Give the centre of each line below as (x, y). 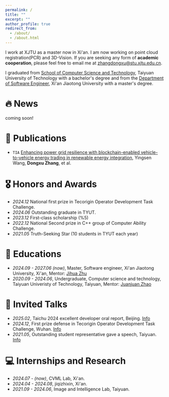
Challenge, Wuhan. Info (37, 329)
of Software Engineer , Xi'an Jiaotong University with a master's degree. (79, 83)
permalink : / (19, 10)
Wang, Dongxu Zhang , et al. (42, 163)
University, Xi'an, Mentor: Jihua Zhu (50, 273)
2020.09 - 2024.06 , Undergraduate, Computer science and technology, (87, 279)
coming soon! (19, 118)
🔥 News (22, 104)
